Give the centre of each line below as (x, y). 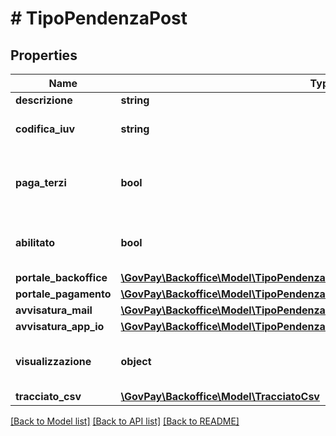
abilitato (35, 242)
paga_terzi (41, 182)
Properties (44, 55)
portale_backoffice (61, 277)
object (136, 361)
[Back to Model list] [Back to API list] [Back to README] (125, 421)
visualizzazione (53, 361)
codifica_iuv (45, 129)
